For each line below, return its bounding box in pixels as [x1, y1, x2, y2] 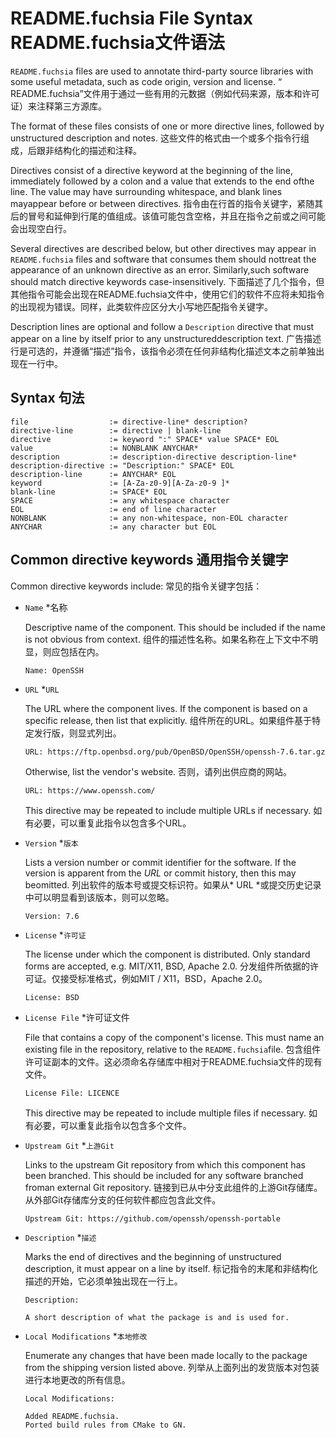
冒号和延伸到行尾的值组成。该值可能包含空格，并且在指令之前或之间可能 [27, 210, 326, 222]
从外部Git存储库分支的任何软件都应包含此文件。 [24, 1193, 222, 1206]
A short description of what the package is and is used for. [24, 1312, 290, 1322]
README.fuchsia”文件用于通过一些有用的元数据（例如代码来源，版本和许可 [10, 87, 320, 99]
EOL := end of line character [10, 504, 217, 514]
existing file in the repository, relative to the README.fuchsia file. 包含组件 [24, 1043, 322, 1055]
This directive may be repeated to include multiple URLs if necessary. [24, 804, 312, 816]
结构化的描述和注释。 [53, 144, 142, 156]
